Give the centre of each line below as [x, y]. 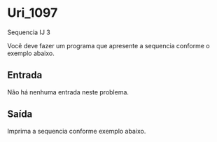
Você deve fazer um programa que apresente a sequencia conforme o [108, 45]
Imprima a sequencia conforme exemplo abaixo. [77, 131]
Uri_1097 [33, 13]
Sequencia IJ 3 [29, 32]
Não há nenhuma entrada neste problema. [68, 92]
